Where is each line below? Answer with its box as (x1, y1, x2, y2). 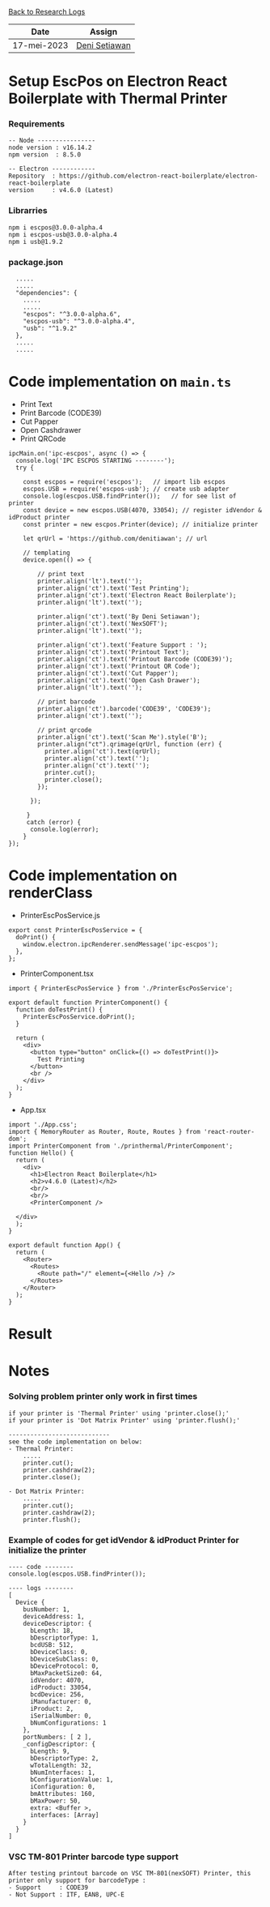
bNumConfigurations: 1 (29, 1718, 107, 1727)
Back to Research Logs (8, 7, 86, 16)
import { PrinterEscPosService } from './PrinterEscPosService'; (8, 984, 233, 992)
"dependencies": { (15, 289, 78, 297)
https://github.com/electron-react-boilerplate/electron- (59, 172, 259, 181)
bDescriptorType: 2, (29, 1754, 99, 1762)
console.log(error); (29, 826, 99, 834)
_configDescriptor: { (23, 1740, 95, 1748)
